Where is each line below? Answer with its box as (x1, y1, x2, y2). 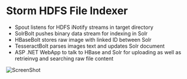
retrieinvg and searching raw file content (14, 55, 114, 62)
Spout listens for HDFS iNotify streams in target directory (14, 24, 153, 31)
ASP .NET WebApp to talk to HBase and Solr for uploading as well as (14, 48, 182, 55)
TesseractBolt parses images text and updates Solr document (14, 42, 165, 50)
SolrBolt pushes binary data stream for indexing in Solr (14, 29, 148, 37)
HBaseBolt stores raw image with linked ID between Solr (14, 36, 152, 43)
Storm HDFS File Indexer (6, 4, 128, 18)
